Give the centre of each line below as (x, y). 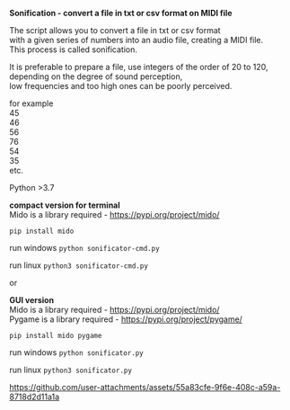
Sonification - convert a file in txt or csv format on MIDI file (121, 13)
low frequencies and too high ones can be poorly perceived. (121, 86)
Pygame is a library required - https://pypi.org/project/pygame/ (126, 319)
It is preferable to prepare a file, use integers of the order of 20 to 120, (139, 67)
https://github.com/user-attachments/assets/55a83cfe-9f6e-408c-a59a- (145, 387)
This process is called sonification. (73, 49)
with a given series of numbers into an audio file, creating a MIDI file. (136, 40)
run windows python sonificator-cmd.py (84, 248)
